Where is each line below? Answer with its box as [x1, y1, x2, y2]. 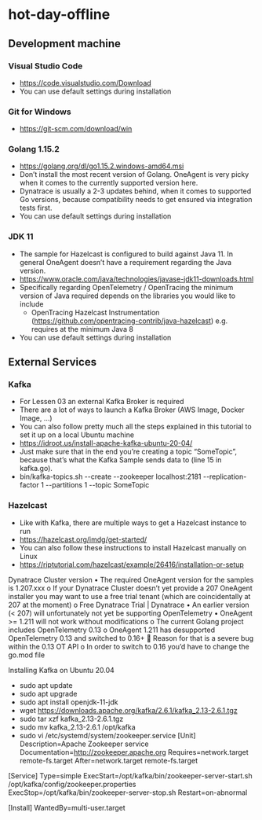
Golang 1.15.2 [8, 144, 60, 155]
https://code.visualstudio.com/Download [19, 78, 151, 87]
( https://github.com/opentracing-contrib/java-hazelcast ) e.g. [31, 316, 228, 325]
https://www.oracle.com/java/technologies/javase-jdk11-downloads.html [19, 274, 254, 284]
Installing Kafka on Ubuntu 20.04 [8, 665, 115, 675]
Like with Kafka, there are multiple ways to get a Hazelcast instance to [19, 517, 247, 528]
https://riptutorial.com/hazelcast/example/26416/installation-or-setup [19, 560, 245, 569]
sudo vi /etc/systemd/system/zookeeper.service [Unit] [19, 730, 196, 740]
